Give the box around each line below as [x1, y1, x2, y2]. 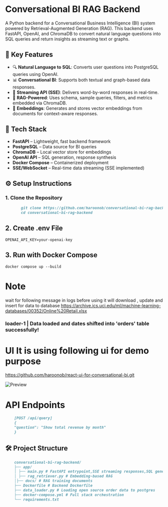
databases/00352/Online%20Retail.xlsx [5, 308, 87, 314]
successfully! [5, 326, 39, 333]
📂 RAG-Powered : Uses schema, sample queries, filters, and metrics [12, 94, 152, 100]
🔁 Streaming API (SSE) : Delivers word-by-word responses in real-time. [12, 89, 159, 95]
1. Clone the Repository [5, 194, 62, 201]
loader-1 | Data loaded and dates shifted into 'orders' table [5, 320, 149, 327]
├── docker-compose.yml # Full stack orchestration [14, 492, 124, 498]
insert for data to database [5, 302, 60, 308]
